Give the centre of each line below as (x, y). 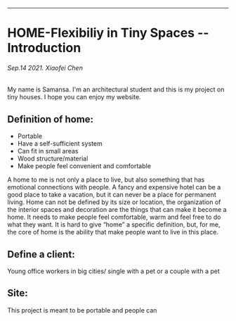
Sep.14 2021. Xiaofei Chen (45, 68)
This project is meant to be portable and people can (82, 310)
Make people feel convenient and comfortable (84, 166)
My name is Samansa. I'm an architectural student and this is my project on (116, 89)
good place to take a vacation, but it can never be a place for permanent (112, 195)
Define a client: (41, 254)
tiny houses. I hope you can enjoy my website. (74, 97)
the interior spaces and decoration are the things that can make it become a (117, 210)
